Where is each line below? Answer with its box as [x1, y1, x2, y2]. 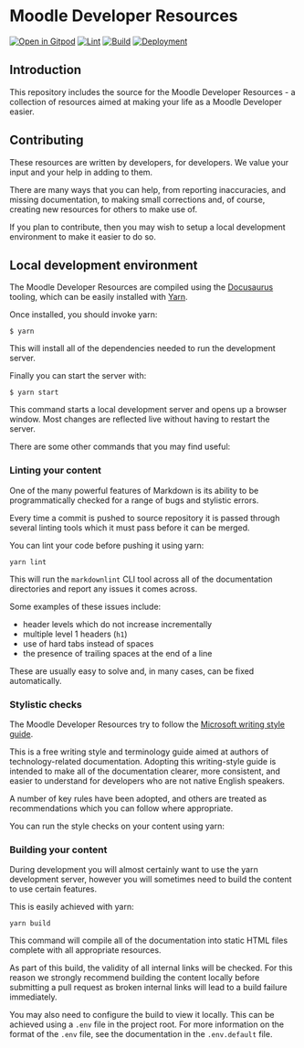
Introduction [9, 62, 82, 78]
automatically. [9, 675, 62, 686]
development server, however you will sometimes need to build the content [9, 874, 292, 885]
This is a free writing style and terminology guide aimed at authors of [9, 746, 269, 757]
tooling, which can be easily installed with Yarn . [9, 292, 189, 303]
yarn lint [9, 557, 47, 567]
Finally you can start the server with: [9, 370, 147, 381]
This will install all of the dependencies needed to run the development [9, 343, 276, 354]
